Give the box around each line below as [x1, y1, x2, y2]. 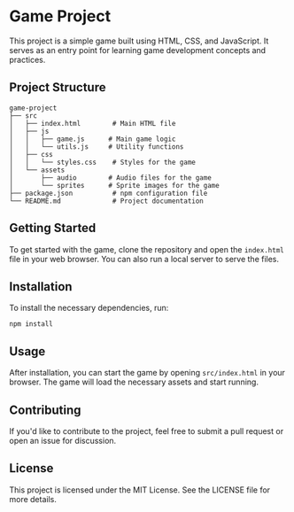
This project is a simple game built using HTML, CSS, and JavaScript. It [9, 35, 269, 46]
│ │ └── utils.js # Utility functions [9, 142, 184, 151]
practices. [9, 54, 46, 65]
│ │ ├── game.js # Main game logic [9, 135, 176, 144]
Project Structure [9, 80, 106, 95]
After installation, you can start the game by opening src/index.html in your [9, 368, 286, 378]
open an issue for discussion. [9, 436, 117, 446]
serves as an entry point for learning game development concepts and [9, 44, 267, 55]
